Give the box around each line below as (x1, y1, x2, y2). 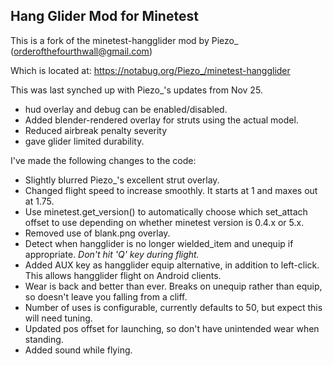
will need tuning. (24, 312, 93, 324)
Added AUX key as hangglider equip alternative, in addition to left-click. (24, 259, 320, 271)
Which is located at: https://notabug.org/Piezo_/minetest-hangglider (10, 64, 291, 76)
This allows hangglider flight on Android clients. (24, 269, 222, 281)
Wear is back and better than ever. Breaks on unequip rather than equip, (24, 280, 323, 292)
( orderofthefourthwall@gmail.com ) (10, 45, 153, 57)
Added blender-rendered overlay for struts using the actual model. (24, 114, 299, 126)
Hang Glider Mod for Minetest (10, 8, 199, 25)
